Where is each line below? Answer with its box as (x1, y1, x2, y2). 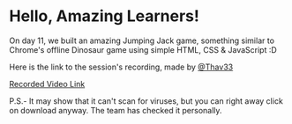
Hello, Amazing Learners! (9, 6, 200, 26)
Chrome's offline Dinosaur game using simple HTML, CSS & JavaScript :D (9, 44, 278, 55)
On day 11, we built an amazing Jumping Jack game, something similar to (9, 35, 275, 46)
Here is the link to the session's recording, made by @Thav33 (9, 62, 234, 72)
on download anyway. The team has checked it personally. (9, 105, 222, 115)
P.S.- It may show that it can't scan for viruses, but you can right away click (9, 95, 284, 106)
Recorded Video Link (9, 78, 86, 89)
